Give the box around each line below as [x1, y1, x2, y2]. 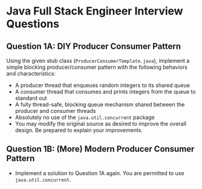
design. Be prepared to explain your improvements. [15, 127, 143, 133]
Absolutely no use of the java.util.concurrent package [15, 114, 155, 121]
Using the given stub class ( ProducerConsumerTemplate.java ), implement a [6, 57, 190, 64]
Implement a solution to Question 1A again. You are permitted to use [15, 169, 184, 176]
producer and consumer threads [15, 107, 96, 114]
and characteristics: [6, 70, 56, 77]
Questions [6, 17, 59, 31]
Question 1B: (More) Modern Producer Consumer [6, 144, 195, 155]
